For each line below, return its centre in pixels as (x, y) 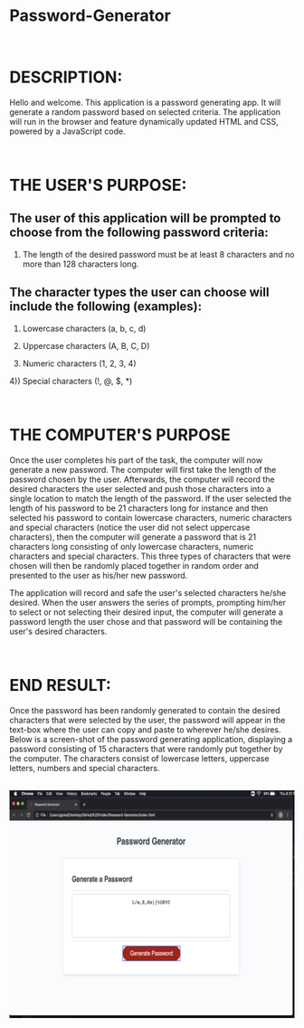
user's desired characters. (58, 631)
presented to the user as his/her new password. (99, 575)
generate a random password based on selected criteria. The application (145, 112)
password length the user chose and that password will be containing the (146, 621)
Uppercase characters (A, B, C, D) (86, 345)
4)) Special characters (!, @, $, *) (71, 381)
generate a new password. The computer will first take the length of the (143, 469)
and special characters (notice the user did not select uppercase (130, 527)
